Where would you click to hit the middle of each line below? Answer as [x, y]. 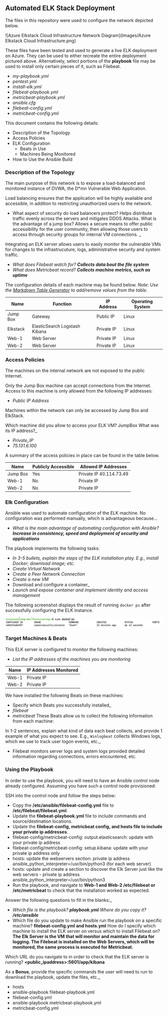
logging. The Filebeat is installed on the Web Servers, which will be [83, 941]
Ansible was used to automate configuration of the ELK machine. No [75, 513]
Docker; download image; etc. [43, 563]
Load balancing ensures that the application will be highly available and [79, 198]
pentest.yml [24, 81]
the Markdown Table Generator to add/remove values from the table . [76, 290]
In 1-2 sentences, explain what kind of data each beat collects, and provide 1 [84, 731]
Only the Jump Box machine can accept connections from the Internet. [78, 386]
